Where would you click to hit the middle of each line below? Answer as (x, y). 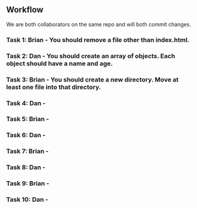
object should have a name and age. (60, 64)
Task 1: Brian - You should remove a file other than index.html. (98, 40)
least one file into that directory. (54, 87)
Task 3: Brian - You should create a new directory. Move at (93, 79)
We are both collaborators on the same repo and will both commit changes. (99, 24)
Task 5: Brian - (28, 119)
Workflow (25, 10)
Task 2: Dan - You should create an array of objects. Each (91, 56)
